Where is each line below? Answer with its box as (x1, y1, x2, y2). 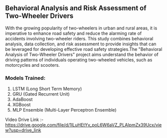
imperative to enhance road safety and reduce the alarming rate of (5, 30, 142, 36)
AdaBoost (12, 97, 33, 103)
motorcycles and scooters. (5, 62, 60, 68)
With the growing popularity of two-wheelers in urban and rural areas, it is (5, 25, 158, 31)
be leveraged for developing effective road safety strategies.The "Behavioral (5, 46, 163, 52)
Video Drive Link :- (5, 117, 44, 123)
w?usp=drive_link (5, 127, 41, 134)
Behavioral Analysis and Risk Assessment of (5, 4, 147, 12)
